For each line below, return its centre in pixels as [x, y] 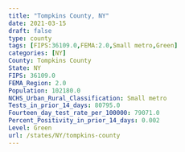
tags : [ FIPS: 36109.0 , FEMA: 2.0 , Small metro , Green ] [93, 46]
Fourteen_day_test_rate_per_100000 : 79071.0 [84, 113]
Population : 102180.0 [45, 90]
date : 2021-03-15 [37, 23]
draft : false [30, 31]
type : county [30, 38]
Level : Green [30, 128]
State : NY [25, 68]
